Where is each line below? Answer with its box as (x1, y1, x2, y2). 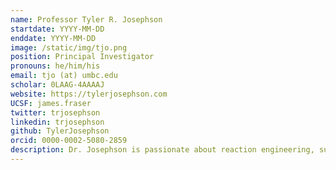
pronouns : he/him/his (10, 61, 101, 71)
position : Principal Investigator (10, 52, 155, 62)
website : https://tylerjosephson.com (10, 89, 168, 99)
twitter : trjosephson (10, 107, 101, 118)
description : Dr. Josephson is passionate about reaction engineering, (10, 145, 315, 155)
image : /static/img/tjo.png (10, 42, 128, 53)
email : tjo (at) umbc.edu (10, 71, 118, 81)
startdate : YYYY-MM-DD (10, 24, 105, 34)
